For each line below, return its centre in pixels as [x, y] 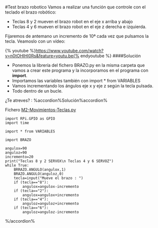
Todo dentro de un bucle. [37, 91]
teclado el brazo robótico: [31, 12]
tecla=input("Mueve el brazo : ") [48, 178]
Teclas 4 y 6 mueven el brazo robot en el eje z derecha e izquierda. [79, 27]
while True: [17, 165]
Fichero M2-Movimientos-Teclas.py [40, 110]
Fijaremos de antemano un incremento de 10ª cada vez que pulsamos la [77, 36]
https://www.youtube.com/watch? [70, 51]
